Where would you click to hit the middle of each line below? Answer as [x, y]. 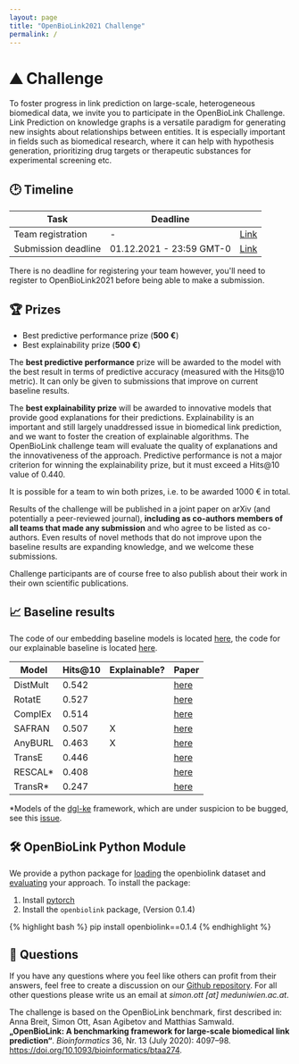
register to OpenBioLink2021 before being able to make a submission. [137, 280]
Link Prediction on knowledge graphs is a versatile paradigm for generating [147, 122]
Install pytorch [48, 900]
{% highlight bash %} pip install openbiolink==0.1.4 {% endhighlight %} [141, 927]
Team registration [50, 235]
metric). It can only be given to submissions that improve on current [134, 381]
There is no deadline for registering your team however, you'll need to [137, 271]
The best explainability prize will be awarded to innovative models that [141, 408]
